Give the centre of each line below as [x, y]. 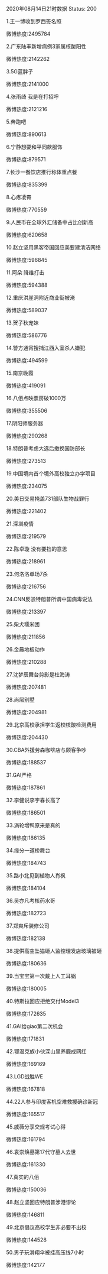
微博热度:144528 [27, 1240]
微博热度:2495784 [28, 34]
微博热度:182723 [26, 913]
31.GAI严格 [19, 775]
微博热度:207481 [26, 687]
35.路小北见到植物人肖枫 [36, 876]
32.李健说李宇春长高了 [33, 800]
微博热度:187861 [26, 787]
